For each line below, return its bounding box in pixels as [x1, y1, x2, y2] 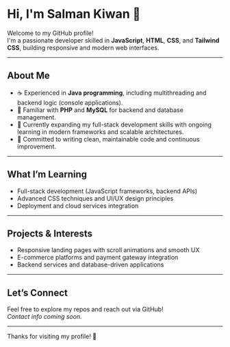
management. [16, 113, 57, 121]
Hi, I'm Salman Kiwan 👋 [7, 6, 141, 22]
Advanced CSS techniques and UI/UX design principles [16, 194, 174, 202]
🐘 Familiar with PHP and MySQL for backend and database [16, 106, 183, 114]
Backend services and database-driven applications [16, 260, 164, 269]
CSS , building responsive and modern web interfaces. [7, 43, 159, 52]
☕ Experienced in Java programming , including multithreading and [16, 89, 207, 97]
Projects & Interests [7, 227, 93, 239]
